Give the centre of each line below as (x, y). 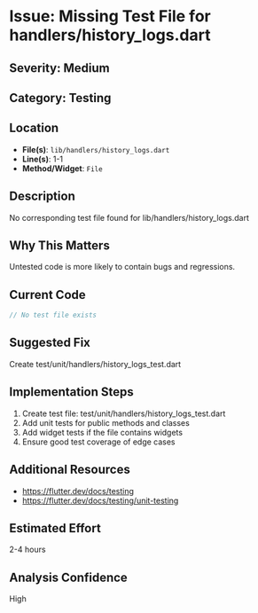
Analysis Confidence (69, 577)
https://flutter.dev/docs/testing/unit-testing (100, 500)
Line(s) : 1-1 (43, 159)
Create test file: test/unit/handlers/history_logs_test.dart (124, 413)
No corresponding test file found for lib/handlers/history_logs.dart (129, 217)
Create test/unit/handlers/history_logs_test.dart (95, 364)
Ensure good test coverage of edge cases (98, 442)
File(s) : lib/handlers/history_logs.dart (96, 149)
